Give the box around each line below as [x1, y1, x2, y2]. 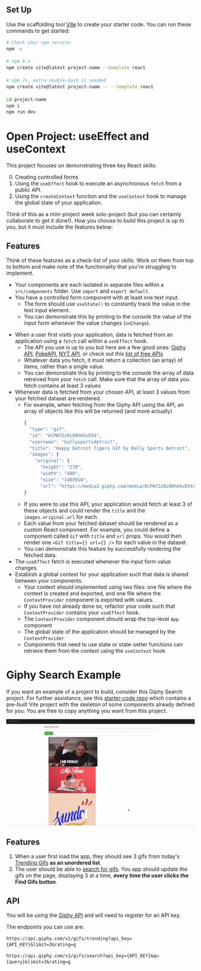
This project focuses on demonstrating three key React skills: [6, 162, 157, 169]
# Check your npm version [6, 39, 71, 46]
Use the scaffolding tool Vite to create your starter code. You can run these [6, 20, 191, 28]
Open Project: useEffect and [6, 129, 150, 143]
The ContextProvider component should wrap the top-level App [23, 615, 179, 622]
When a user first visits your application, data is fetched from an [14, 331, 173, 338]
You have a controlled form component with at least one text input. [14, 294, 179, 301]
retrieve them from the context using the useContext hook [23, 647, 166, 654]
